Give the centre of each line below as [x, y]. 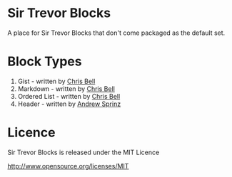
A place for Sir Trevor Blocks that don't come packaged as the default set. [116, 33]
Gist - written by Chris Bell [56, 81]
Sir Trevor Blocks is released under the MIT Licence [84, 152]
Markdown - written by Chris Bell [66, 88]
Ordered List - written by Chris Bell [69, 96]
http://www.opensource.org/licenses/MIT [68, 166]
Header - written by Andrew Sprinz [69, 104]
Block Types [45, 61]
